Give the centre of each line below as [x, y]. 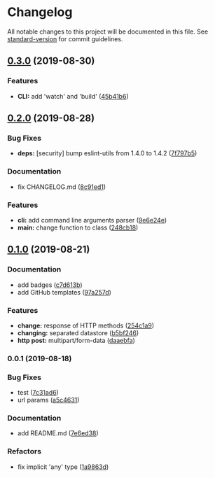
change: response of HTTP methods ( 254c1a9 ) [86, 325]
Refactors [25, 451]
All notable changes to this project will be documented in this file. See [108, 31]
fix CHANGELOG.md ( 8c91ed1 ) [62, 187]
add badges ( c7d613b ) [50, 285]
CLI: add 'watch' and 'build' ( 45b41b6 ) [73, 96]
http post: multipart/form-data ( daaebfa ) [76, 340]
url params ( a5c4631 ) [48, 400]
